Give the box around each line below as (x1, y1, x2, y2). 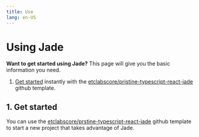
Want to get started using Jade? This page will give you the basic (6, 60, 170, 67)
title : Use (6, 8, 34, 15)
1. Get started (6, 102, 58, 112)
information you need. (6, 67, 61, 74)
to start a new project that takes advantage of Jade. (6, 124, 135, 132)
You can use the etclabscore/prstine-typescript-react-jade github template (6, 118, 192, 125)
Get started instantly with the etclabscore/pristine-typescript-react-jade (14, 78, 194, 85)
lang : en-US (6, 14, 36, 20)
